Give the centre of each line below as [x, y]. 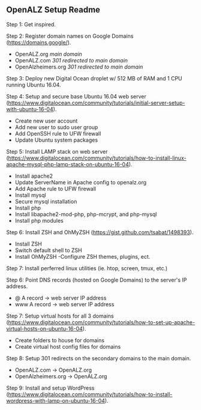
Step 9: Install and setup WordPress [50, 388]
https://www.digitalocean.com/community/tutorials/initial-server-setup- [97, 103]
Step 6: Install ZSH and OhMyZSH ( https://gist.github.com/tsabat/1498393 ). [100, 232]
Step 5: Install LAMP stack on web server [57, 151]
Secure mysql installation [46, 201]
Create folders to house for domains [60, 340]
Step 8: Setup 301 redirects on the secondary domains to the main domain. [99, 358]
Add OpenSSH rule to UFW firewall [58, 133]
